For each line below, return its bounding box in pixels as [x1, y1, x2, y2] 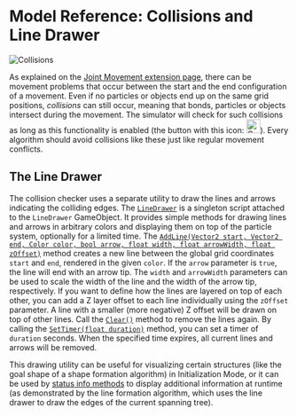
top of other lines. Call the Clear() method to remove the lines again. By [9, 313, 272, 325]
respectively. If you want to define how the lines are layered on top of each [9, 286, 283, 296]
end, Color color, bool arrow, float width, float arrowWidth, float [9, 239, 272, 249]
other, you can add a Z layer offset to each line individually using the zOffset [9, 294, 289, 305]
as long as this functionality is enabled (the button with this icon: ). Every [9, 124, 289, 135]
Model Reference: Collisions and [9, 6, 254, 27]
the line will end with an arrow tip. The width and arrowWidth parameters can [9, 266, 288, 277]
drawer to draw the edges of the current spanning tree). [9, 396, 214, 407]
